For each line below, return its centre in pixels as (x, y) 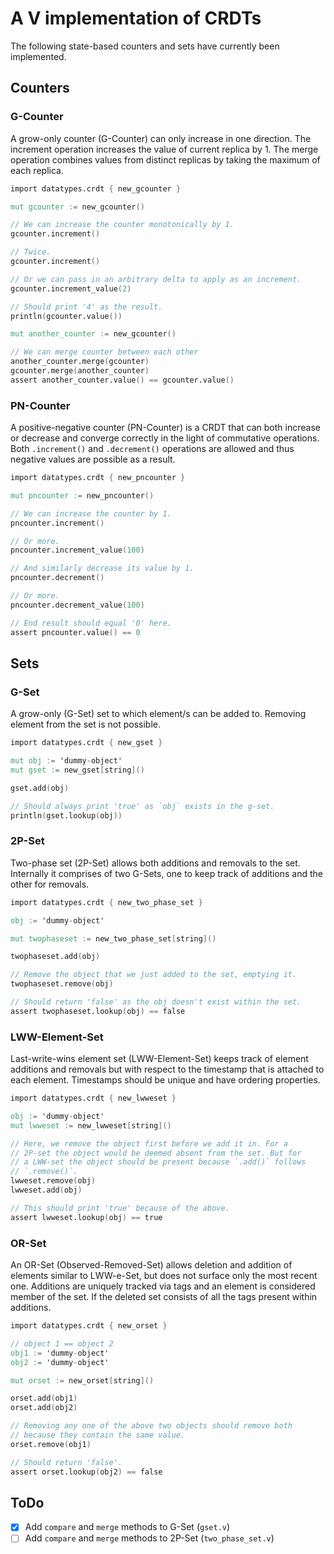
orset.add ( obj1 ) (44, 1398)
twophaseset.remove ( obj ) (62, 984)
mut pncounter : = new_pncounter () (82, 495)
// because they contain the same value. (98, 1435)
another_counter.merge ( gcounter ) (80, 362)
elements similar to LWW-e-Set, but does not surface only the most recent (164, 1275)
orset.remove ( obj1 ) (51, 1444)
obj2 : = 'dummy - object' (60, 1362)
